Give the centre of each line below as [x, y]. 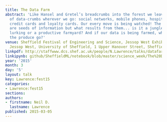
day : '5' [14, 70]
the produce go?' [28, 38]
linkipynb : [16, 56]
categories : [17, 84]
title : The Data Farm [28, 10]
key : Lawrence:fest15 [28, 79]
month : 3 [14, 65]
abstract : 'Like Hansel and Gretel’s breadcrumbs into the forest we [79, 14]
